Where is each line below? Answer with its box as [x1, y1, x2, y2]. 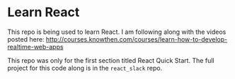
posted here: [7, 35, 45, 43]
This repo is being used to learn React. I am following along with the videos [7, 28, 227, 36]
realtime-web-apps [7, 42, 64, 51]
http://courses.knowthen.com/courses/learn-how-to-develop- [45, 35, 228, 43]
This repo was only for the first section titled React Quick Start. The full [7, 56, 214, 64]
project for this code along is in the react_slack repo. [7, 63, 163, 72]
